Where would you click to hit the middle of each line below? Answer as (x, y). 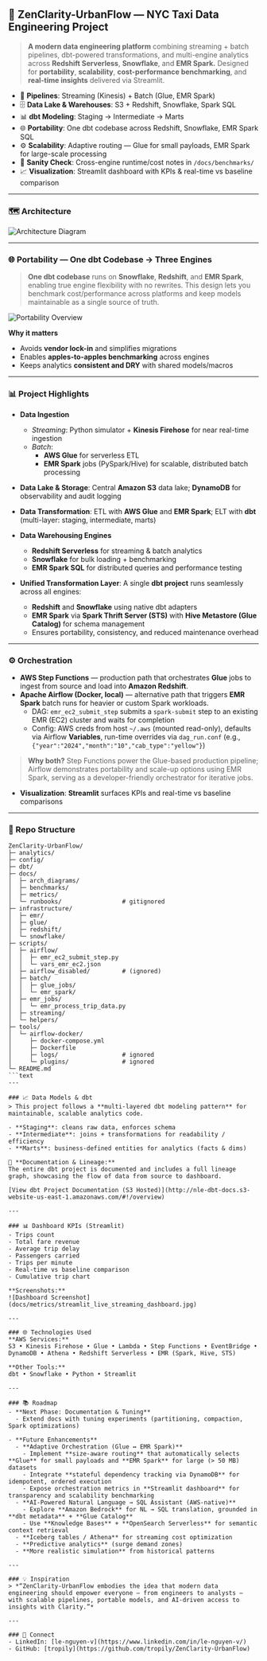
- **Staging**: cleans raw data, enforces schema (92, 1128)
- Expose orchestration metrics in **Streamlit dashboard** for (131, 1489)
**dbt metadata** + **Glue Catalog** (71, 1517)
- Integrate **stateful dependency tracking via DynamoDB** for (131, 1475)
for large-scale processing (63, 154)
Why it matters (33, 333)
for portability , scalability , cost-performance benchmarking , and (137, 72)
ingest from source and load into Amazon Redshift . (104, 686)
